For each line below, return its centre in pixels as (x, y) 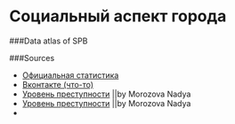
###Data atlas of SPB (49, 41)
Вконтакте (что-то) (58, 84)
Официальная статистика (70, 75)
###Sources (32, 58)
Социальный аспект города (118, 16)
